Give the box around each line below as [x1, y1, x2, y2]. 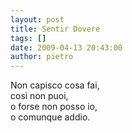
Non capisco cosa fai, [10, 79, 100, 91]
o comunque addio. [10, 111, 91, 123]
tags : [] [10, 33, 47, 43]
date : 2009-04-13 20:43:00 [10, 42, 123, 53]
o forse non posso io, [10, 101, 98, 113]
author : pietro [10, 52, 74, 62]
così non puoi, [10, 90, 69, 102]
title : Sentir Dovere [10, 24, 101, 34]
